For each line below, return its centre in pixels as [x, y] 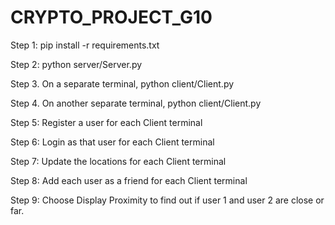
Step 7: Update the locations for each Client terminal [118, 161]
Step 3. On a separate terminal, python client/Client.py [122, 83]
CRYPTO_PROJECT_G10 [111, 17]
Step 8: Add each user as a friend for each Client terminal [129, 180]
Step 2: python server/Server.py [76, 64]
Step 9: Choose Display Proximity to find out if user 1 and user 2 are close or [167, 200]
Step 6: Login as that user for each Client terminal [112, 142]
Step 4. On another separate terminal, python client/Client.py [136, 103]
